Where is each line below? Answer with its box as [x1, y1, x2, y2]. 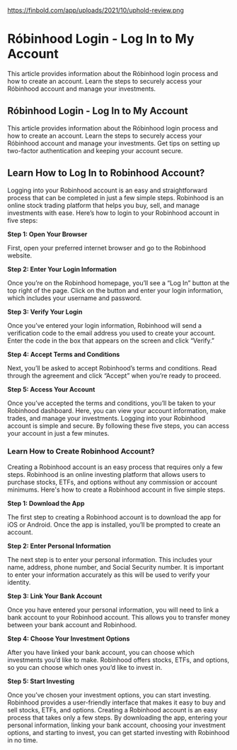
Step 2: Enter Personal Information [7, 541, 111, 550]
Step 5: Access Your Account [7, 385, 96, 393]
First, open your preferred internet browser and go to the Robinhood [7, 243, 207, 252]
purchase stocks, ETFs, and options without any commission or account [7, 478, 218, 486]
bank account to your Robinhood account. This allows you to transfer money [7, 613, 231, 622]
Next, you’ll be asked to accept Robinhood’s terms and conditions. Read [7, 363, 217, 372]
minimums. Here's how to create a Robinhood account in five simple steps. [7, 485, 225, 494]
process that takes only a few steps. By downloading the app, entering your [7, 713, 228, 722]
